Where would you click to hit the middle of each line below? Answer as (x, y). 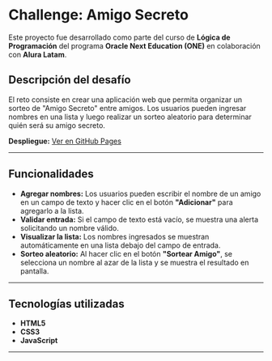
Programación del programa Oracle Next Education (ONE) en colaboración (134, 45)
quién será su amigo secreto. (57, 125)
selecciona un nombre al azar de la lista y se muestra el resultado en (134, 262)
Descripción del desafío (70, 80)
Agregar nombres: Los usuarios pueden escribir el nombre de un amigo (140, 193)
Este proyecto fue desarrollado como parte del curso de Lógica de (119, 37)
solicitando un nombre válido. (70, 227)
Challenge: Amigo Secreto (98, 15)
